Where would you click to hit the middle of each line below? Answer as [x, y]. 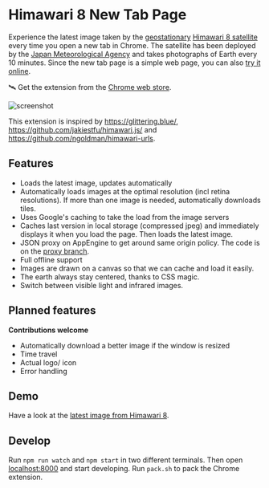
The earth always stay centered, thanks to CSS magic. [110, 277]
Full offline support [51, 259]
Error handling [43, 371]
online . [19, 71]
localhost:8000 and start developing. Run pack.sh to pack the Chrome [124, 469]
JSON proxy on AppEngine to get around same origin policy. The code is [140, 242]
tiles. [28, 208]
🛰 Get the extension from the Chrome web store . [90, 87]
